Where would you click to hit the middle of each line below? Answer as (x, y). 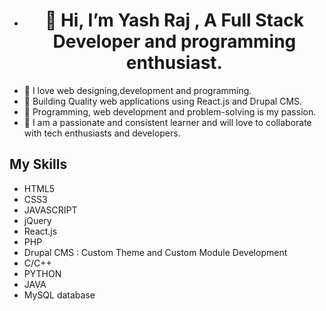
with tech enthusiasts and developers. (102, 133)
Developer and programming (174, 41)
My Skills (38, 164)
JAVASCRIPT (50, 210)
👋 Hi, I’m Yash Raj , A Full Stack (174, 20)
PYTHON (42, 273)
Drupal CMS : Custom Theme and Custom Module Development (155, 252)
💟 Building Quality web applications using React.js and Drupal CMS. (163, 101)
